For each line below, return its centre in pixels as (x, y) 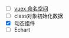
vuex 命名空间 (31, 8)
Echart (22, 30)
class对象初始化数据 (38, 16)
